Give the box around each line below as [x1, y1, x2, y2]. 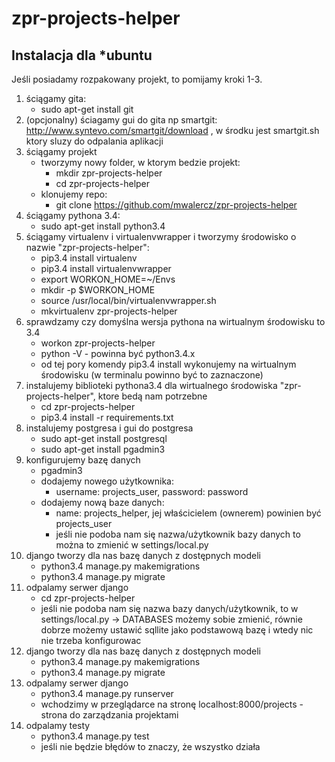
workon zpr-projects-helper [40, 337, 156, 349]
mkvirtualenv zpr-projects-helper [40, 305, 178, 317]
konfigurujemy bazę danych [25, 454, 141, 466]
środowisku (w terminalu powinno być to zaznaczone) [40, 369, 264, 381]
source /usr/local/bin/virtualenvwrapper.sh [40, 295, 217, 306]
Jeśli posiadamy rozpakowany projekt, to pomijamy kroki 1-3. [11, 73, 263, 85]
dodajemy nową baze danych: [40, 497, 165, 508]
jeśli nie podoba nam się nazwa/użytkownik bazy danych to [55, 528, 301, 540]
